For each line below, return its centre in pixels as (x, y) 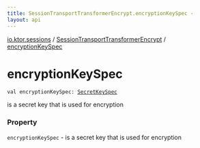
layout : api (24, 20)
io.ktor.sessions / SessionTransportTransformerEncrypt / (86, 39)
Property (22, 122)
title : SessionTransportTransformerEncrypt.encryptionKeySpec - (100, 13)
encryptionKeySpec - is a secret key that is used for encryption (95, 137)
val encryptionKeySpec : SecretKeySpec (62, 92)
